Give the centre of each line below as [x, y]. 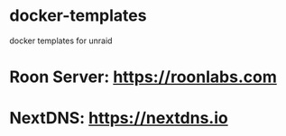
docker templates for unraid [61, 41]
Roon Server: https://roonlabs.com [143, 77]
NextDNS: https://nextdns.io [119, 118]
